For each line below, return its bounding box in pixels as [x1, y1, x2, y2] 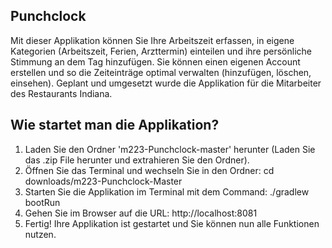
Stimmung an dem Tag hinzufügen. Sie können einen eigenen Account [10, 55, 301, 68]
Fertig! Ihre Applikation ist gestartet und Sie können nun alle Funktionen [24, 217, 320, 229]
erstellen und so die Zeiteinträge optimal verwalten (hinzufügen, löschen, [10, 66, 312, 78]
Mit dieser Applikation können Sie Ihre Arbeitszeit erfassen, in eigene [10, 34, 295, 46]
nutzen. [24, 228, 57, 240]
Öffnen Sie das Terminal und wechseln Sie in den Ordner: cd [24, 164, 275, 176]
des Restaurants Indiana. [10, 87, 113, 99]
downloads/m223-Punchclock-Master [24, 175, 183, 187]
